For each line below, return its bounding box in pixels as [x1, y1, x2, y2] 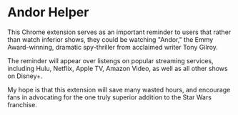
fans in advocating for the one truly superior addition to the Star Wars [7, 93, 212, 102]
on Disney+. [7, 72, 43, 80]
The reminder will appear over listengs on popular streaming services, [7, 56, 214, 65]
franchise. [7, 100, 37, 109]
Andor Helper [7, 4, 89, 21]
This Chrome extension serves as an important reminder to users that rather [7, 28, 232, 36]
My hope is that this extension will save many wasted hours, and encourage [7, 85, 231, 94]
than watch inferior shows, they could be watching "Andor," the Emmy [7, 35, 214, 43]
